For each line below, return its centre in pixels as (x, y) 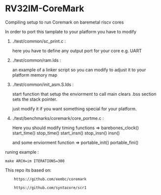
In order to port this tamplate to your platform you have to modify (71, 31)
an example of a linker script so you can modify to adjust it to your (79, 70)
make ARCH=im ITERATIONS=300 (35, 161)
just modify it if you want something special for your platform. (74, 109)
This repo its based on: (28, 170)
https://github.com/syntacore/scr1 (50, 188)
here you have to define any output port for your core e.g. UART (77, 51)
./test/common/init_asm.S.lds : (43, 84)
